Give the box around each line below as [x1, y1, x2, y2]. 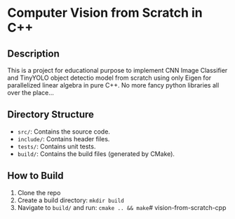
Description [7, 48, 60, 59]
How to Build [7, 170, 65, 182]
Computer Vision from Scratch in [7, 5, 203, 21]
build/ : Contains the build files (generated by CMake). [17, 149, 175, 158]
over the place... [7, 89, 55, 97]
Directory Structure [7, 108, 95, 120]
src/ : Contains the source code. [17, 127, 111, 136]
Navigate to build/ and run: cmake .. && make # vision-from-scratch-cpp [17, 203, 227, 211]
